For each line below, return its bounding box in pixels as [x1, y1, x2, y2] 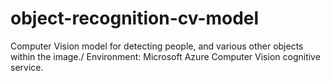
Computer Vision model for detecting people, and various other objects [10, 40, 304, 52]
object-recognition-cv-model [10, 7, 260, 30]
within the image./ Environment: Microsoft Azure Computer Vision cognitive [10, 50, 321, 62]
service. [10, 61, 44, 73]
